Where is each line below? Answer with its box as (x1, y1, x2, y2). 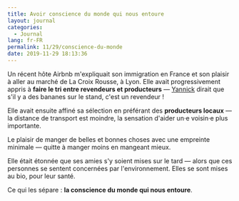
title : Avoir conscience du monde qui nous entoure (7, 10, 164, 18)
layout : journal (7, 17, 56, 24)
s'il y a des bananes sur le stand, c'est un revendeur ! (7, 92, 165, 100)
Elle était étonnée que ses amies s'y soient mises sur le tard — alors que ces (7, 156, 233, 165)
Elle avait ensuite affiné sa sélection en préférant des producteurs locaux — (7, 106, 233, 115)
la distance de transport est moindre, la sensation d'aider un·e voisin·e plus (7, 113, 228, 122)
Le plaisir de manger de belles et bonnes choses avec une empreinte (7, 135, 210, 143)
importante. (7, 121, 41, 130)
